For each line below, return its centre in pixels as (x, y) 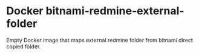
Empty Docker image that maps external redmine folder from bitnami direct (100, 40)
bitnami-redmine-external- (115, 11)
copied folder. (24, 46)
